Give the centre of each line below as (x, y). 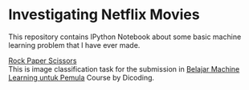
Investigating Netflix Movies (104, 15)
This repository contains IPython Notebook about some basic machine (125, 37)
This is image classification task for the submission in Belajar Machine (124, 68)
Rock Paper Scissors (43, 61)
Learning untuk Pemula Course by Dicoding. (82, 77)
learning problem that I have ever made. (74, 45)
